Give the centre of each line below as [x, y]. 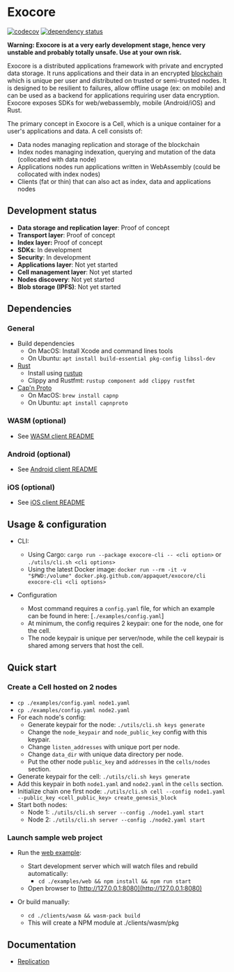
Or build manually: [44, 902]
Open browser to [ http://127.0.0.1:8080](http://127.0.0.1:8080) [115, 888]
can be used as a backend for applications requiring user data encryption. [114, 95]
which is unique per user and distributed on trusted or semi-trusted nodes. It [117, 80]
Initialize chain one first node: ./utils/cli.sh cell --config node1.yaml [121, 791]
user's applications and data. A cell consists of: [75, 131]
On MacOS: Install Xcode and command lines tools [100, 351]
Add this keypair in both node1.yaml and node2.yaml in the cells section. [120, 783]
